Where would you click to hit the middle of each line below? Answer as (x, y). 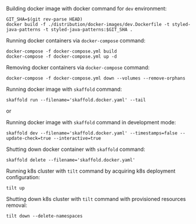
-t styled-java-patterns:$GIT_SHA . (88, 29)
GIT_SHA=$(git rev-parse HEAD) (44, 19)
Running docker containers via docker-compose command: (76, 40)
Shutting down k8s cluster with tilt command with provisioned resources (96, 199)
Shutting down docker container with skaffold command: (76, 149)
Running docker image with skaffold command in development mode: (91, 122)
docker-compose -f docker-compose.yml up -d (62, 57)
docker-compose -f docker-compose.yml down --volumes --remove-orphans (96, 78)
